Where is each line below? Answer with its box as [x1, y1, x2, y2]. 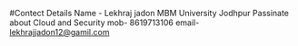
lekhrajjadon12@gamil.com [9, 27, 110, 37]
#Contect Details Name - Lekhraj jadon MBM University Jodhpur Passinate [9, 8, 289, 18]
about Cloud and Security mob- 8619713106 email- [9, 17, 200, 28]
